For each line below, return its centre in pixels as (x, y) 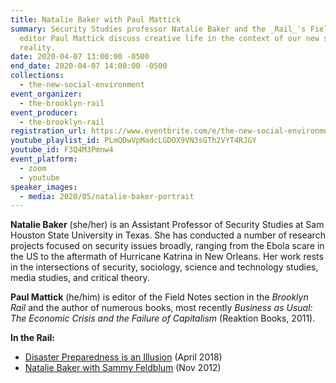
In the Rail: (33, 338)
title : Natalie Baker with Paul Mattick (96, 19)
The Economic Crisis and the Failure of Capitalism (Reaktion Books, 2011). (163, 318)
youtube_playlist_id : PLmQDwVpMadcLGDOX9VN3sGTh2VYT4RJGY (133, 141)
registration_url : (48, 131)
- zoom (33, 168)
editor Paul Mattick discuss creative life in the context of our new (169, 38)
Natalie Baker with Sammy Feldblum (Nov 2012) (123, 368)
